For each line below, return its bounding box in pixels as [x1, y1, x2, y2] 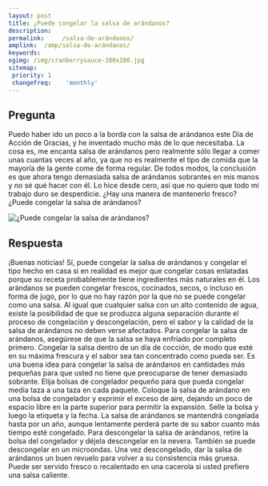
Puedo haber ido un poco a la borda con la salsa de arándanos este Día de [8, 130, 254, 139]
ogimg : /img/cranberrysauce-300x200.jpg [8, 57, 146, 65]
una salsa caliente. [8, 470, 70, 480]
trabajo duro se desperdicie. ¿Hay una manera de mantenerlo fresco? [8, 189, 238, 199]
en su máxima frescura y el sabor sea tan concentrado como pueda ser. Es [8, 351, 256, 361]
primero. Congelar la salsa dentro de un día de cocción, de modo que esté [8, 343, 254, 352]
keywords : [8, 49, 42, 57]
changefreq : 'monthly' [11, 78, 98, 86]
